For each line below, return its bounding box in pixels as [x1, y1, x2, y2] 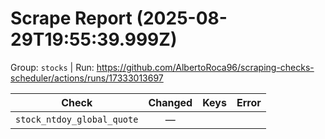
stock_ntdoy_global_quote [15, 113, 139, 125]
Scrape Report [10, 7, 133, 30]
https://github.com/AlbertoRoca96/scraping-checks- [96, 61, 315, 73]
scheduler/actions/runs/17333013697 [10, 72, 164, 84]
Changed [148, 95, 193, 109]
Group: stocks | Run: [10, 61, 95, 73]
